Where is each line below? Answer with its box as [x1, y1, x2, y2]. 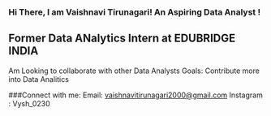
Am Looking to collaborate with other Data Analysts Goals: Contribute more [8, 66, 260, 75]
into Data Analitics [8, 74, 69, 84]
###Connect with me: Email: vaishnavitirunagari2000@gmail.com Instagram [8, 90, 264, 100]
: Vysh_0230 [8, 98, 50, 108]
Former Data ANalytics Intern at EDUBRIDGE [8, 32, 236, 45]
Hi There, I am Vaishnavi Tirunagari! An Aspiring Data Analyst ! [8, 6, 261, 18]
